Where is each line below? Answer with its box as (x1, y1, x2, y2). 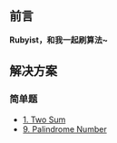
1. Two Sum (22, 114, 66, 125)
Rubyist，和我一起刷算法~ (9, 34, 109, 45)
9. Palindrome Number (22, 123, 107, 134)
